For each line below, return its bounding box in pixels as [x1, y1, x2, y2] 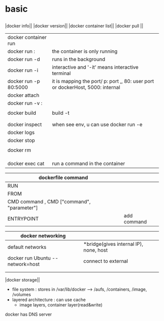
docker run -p [7, 78, 41, 84]
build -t [52, 109, 70, 116]
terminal [52, 70, 71, 77]
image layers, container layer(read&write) [19, 301, 102, 308]
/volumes [12, 291, 31, 297]
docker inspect [7, 121, 42, 128]
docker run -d [7, 56, 41, 62]
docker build [7, 109, 37, 116]
